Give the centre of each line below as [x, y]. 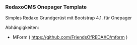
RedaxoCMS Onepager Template [46, 7]
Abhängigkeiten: [22, 27]
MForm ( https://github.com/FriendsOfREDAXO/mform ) [70, 37]
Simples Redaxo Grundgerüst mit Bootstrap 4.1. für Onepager [68, 18]
